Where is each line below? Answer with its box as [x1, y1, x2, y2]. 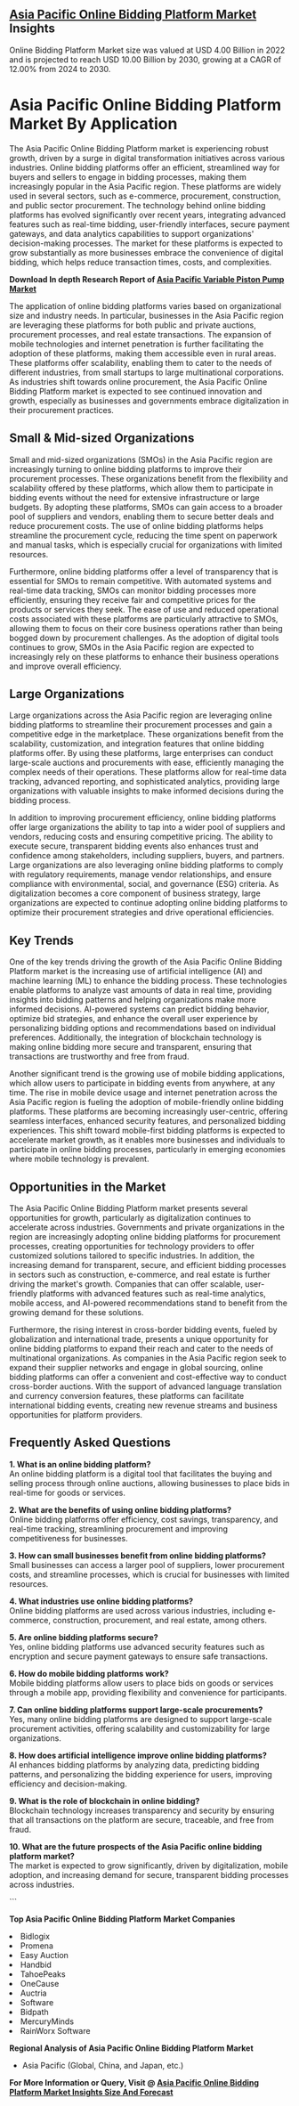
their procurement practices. [9, 404, 114, 415]
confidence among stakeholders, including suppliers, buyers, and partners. [9, 850, 285, 861]
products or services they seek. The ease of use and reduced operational [9, 604, 279, 614]
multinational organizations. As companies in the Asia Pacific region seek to [9, 1353, 287, 1363]
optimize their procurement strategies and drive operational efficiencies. [9, 907, 274, 918]
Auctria [20, 1988, 47, 1998]
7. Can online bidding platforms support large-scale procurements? [9, 1704, 263, 1715]
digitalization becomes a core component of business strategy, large [9, 888, 261, 899]
